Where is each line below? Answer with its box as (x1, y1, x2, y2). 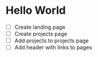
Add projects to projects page (14, 37, 89, 44)
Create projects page (14, 31, 68, 37)
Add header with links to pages (14, 44, 93, 51)
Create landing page (14, 23, 66, 31)
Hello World (5, 4, 66, 17)
